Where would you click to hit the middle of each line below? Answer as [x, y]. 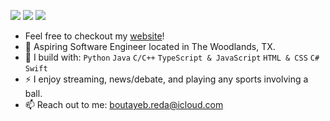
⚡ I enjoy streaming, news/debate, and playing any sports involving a [166, 79]
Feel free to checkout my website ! [94, 36]
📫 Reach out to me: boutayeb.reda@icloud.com [124, 104]
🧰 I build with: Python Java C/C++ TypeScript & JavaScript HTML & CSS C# [172, 57]
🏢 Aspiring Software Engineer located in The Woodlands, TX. [150, 46]
